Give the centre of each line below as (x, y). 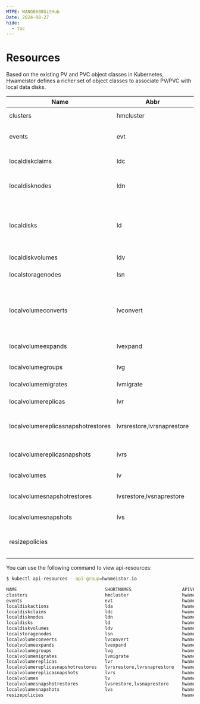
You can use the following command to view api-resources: (79, 568)
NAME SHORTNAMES (69, 590)
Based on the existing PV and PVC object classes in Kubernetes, (85, 75)
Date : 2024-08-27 (28, 17)
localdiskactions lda (60, 606)
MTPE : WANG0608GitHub (33, 12)
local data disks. (26, 87)
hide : (13, 23)
